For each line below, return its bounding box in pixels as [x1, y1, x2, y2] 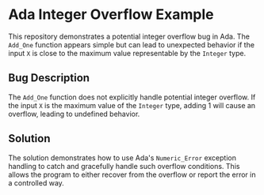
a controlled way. [8, 178, 65, 187]
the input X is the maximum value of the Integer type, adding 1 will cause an [8, 100, 256, 110]
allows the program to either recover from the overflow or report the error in [8, 170, 256, 179]
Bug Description [8, 71, 90, 84]
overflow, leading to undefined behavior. [8, 109, 140, 118]
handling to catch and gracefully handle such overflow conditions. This [8, 161, 240, 171]
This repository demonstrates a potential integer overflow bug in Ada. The [8, 32, 250, 41]
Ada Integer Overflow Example [8, 6, 214, 24]
